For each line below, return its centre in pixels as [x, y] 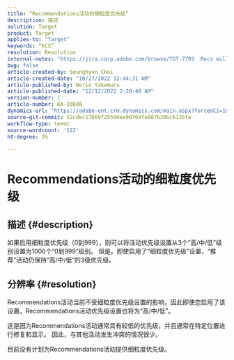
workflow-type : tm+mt [39, 124]
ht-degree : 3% [28, 136]
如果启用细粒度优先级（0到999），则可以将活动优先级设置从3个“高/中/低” [111, 243]
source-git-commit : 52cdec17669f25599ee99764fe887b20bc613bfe [99, 117]
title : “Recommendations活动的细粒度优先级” [68, 14]
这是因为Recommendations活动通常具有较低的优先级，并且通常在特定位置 [113, 326]
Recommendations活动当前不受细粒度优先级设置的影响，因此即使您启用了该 [116, 302]
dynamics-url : [28, 111]
